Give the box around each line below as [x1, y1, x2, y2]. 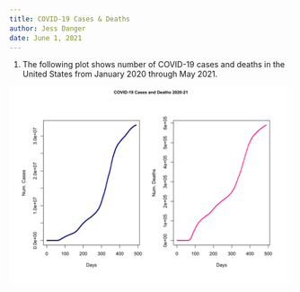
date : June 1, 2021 [9, 33, 83, 42]
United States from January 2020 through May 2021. [22, 68, 218, 80]
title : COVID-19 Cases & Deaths [9, 14, 130, 23]
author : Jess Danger [9, 23, 87, 33]
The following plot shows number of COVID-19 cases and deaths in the [22, 59, 286, 70]
